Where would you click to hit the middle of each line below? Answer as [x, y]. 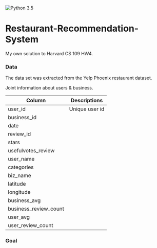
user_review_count [31, 226]
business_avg [24, 200]
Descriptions [87, 101]
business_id [22, 118]
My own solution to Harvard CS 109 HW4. [49, 53]
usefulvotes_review [31, 151]
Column [36, 101]
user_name [21, 159]
